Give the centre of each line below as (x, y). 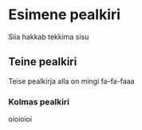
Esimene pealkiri (65, 15)
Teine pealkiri (43, 62)
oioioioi (20, 119)
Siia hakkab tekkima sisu (49, 37)
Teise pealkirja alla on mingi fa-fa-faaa (71, 81)
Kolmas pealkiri (39, 101)
